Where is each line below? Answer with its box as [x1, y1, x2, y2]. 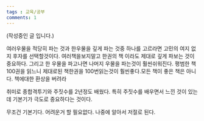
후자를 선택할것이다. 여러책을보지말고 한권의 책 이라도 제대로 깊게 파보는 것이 [12, 52, 195, 59]
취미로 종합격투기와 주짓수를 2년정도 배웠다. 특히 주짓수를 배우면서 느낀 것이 [6, 88, 187, 95]
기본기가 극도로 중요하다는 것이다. [12, 95, 93, 103]
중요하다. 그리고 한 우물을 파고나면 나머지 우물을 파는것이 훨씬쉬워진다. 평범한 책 [6, 60, 197, 67]
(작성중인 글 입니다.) [6, 31, 55, 39]
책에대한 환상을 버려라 [14, 75, 67, 82]
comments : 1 [6, 15, 37, 21]
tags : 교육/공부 [6, 8, 46, 15]
